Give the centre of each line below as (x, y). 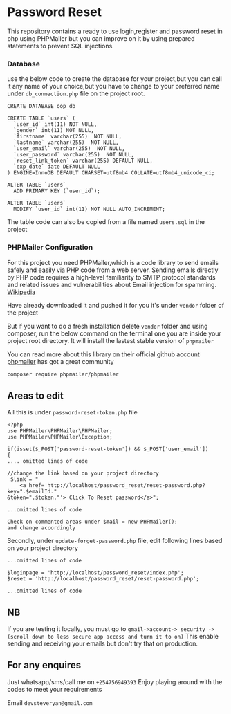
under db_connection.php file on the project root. (76, 93)
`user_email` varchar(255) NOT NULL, (70, 149)
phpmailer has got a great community (61, 361)
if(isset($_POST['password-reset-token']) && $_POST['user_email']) (108, 449)
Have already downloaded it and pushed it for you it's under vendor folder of (116, 305)
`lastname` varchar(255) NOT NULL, (66, 143)
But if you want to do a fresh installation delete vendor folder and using (108, 326)
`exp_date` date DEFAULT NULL (57, 167)
